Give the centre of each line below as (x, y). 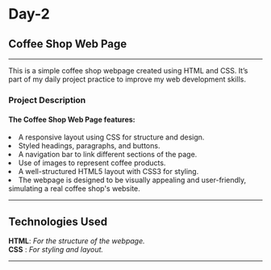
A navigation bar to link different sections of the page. (108, 155)
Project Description (47, 100)
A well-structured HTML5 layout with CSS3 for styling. (109, 172)
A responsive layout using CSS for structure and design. (112, 137)
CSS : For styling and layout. (56, 249)
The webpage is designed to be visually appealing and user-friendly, (133, 180)
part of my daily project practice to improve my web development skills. (127, 79)
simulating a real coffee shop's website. (75, 189)
